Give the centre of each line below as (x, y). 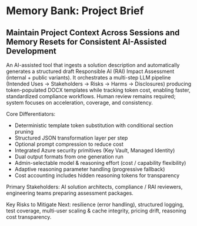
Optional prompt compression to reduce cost (69, 144)
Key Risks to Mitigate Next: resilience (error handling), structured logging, (95, 205)
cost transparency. (29, 217)
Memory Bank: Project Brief (75, 11)
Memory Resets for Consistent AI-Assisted (86, 41)
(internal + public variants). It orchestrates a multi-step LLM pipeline (89, 77)
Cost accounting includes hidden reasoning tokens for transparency (97, 175)
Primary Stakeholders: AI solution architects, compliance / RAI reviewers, (94, 187)
